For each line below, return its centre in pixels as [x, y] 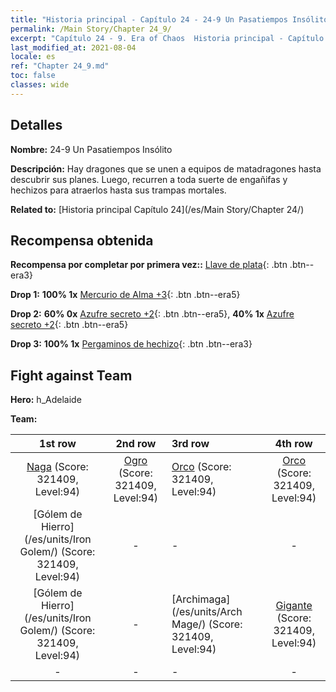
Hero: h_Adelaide [46, 400]
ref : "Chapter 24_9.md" [60, 66]
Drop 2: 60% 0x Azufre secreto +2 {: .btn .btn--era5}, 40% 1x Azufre [152, 314]
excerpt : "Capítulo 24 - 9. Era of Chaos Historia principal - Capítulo [167, 38]
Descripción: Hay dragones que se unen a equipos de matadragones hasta [166, 168]
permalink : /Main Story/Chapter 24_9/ [91, 29]
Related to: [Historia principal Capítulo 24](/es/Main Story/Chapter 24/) [157, 209]
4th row [293, 444]
